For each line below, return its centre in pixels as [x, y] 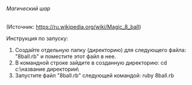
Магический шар [28, 8]
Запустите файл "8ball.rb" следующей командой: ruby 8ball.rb [94, 75]
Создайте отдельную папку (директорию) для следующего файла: [101, 50]
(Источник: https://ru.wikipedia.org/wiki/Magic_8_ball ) [74, 27]
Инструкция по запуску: [37, 38]
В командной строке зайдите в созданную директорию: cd [91, 63]
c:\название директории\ [47, 69]
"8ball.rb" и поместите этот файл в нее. [65, 56]
